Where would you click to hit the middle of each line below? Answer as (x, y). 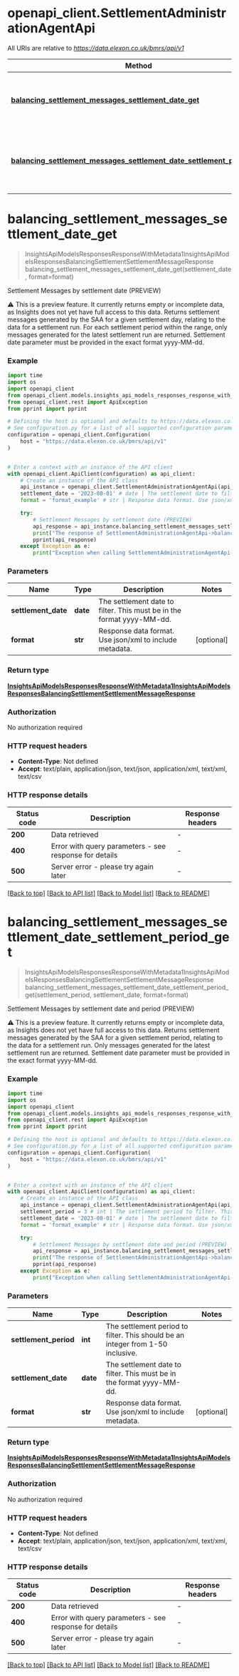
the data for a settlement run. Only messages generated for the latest (109, 1045)
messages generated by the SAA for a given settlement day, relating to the (117, 320)
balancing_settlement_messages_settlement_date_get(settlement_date (128, 269)
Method (138, 66)
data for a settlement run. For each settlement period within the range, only (117, 327)
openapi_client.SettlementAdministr (117, 13)
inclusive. (121, 1353)
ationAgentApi (52, 28)
